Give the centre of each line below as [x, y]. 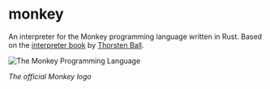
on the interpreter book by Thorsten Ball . [76, 44]
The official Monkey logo [50, 76]
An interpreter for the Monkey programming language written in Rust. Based [135, 36]
